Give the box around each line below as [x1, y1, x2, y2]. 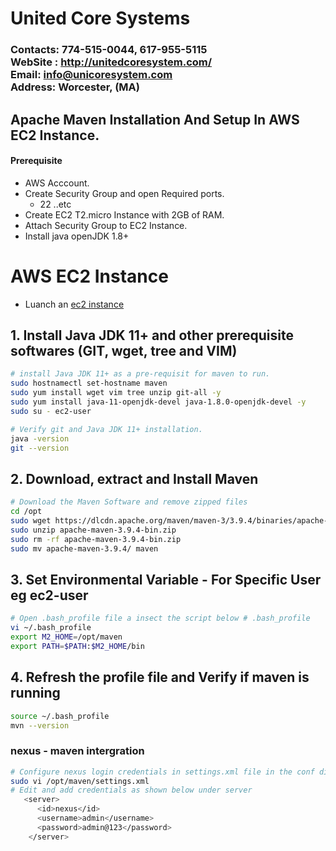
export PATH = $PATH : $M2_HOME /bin [10, 641, 145, 651]
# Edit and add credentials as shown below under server [10, 785, 253, 796]
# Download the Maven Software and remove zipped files [10, 497, 248, 507]
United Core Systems [10, 7, 191, 30]
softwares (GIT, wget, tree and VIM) [10, 343, 238, 360]
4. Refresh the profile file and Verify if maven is [10, 669, 310, 686]
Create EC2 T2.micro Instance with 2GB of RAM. [24, 208, 225, 221]
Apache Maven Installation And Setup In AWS [10, 111, 300, 128]
